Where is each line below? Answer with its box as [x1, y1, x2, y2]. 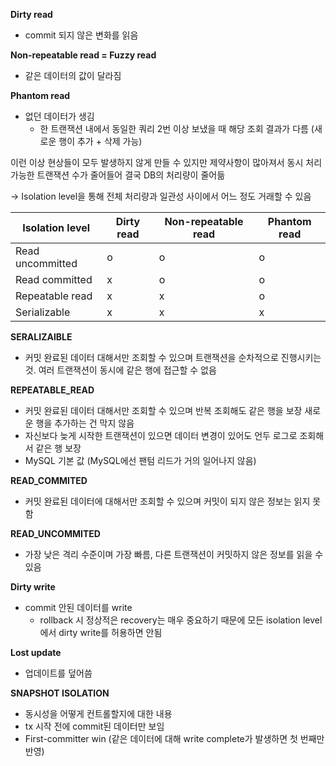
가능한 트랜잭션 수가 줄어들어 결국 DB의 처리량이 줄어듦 [10, 169, 226, 181]
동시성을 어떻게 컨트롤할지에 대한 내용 [24, 708, 173, 719]
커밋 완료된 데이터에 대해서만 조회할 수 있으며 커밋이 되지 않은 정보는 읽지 [24, 495, 311, 507]
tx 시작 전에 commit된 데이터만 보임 [24, 720, 165, 732]
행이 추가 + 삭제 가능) [58, 135, 143, 147]
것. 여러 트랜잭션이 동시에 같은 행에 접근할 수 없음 [24, 364, 217, 376]
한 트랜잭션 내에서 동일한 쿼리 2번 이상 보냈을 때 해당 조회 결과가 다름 [39, 123, 309, 134]
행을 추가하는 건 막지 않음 [35, 417, 135, 429]
